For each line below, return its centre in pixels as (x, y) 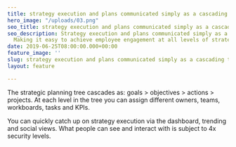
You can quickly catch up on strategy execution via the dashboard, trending (117, 121)
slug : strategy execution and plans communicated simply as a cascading (116, 60)
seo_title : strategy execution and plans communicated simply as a (108, 27)
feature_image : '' (34, 53)
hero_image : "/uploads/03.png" (53, 20)
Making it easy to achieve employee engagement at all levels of (111, 40)
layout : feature (31, 66)
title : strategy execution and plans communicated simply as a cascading (118, 14)
